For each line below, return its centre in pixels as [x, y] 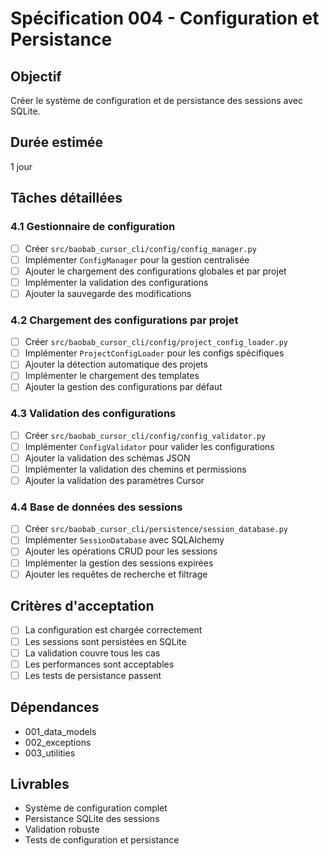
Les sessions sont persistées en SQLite [105, 641]
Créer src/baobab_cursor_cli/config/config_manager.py [140, 248]
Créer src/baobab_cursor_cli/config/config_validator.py [145, 435]
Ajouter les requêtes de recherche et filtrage [116, 574]
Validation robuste [62, 829]
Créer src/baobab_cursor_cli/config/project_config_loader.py [156, 342]
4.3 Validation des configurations [93, 414]
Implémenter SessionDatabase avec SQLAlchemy [124, 540]
